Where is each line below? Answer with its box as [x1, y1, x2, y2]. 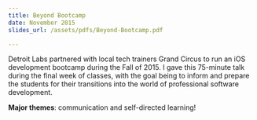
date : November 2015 [8, 19, 76, 27]
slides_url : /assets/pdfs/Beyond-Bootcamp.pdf [8, 26, 163, 34]
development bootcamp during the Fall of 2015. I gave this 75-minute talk [8, 63, 245, 72]
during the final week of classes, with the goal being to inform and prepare [8, 71, 250, 81]
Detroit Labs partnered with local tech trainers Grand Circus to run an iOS [8, 54, 246, 64]
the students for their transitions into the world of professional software [8, 79, 240, 89]
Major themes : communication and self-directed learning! [8, 103, 196, 112]
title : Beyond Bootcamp [8, 11, 86, 20]
